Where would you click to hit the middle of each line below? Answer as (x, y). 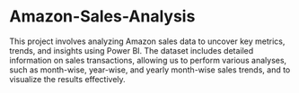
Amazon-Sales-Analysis (102, 17)
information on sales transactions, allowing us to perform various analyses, (148, 60)
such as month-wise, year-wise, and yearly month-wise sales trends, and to (150, 70)
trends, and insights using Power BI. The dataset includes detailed (132, 50)
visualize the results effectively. (67, 79)
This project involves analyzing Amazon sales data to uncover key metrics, (147, 41)
